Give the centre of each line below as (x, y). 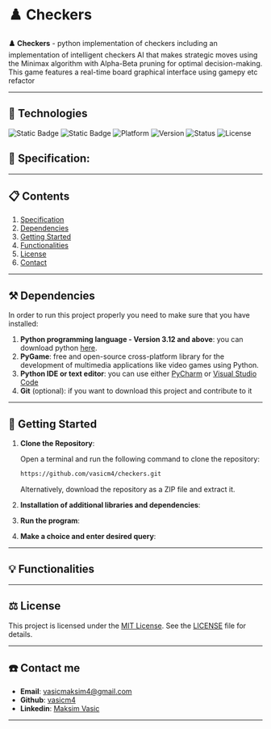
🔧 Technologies (48, 114)
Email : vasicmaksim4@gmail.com (76, 692)
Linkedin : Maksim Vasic (60, 709)
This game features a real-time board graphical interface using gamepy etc (133, 72)
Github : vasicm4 (48, 700)
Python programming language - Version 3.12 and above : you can (131, 339)
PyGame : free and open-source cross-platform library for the (122, 356)
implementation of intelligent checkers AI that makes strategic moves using (133, 55)
